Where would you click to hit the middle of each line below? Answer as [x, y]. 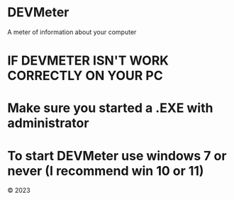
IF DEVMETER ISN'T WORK [88, 61]
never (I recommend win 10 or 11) [106, 171]
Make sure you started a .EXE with [110, 108]
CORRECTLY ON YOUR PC [85, 76]
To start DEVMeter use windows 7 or [117, 156]
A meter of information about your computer [72, 32]
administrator [48, 123]
